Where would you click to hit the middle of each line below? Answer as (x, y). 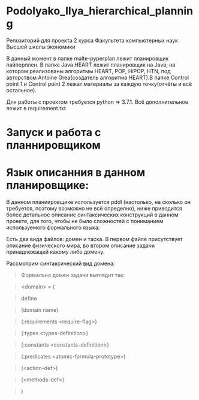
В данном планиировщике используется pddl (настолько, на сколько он (98, 202)
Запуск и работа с (54, 133)
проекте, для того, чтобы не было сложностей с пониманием (85, 221)
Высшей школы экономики (41, 47)
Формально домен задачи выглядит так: (73, 275)
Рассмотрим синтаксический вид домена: (61, 264)
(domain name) (40, 310)
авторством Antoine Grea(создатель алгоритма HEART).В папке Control (98, 77)
